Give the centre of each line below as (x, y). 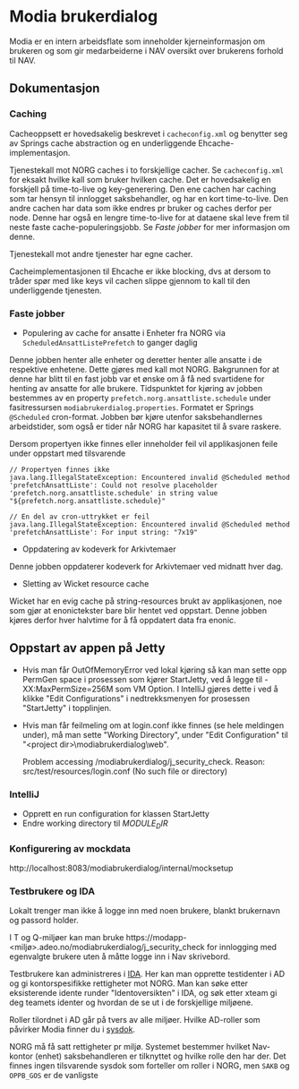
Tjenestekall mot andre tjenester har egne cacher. (101, 253)
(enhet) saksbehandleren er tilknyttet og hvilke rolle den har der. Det (161, 1056)
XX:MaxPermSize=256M (68, 689)
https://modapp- (156, 938)
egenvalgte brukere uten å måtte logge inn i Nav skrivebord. (120, 956)
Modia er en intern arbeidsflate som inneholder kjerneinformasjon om (137, 41)
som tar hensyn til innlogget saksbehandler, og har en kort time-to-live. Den (149, 198)
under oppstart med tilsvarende (68, 453)
